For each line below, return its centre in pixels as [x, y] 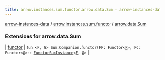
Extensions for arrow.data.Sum [43, 36]
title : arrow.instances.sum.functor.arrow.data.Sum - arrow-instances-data [84, 10]
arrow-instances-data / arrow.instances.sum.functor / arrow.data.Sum [76, 24]
